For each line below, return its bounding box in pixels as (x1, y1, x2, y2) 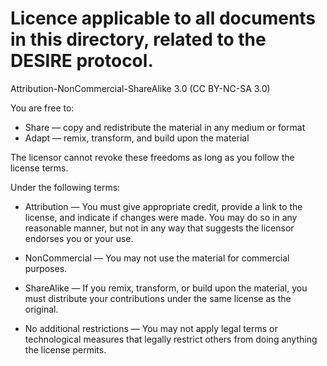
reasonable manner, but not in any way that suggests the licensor (24, 222, 295, 234)
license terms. (10, 162, 69, 174)
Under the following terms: (10, 181, 121, 193)
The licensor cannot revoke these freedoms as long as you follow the (10, 151, 295, 163)
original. (24, 303, 59, 315)
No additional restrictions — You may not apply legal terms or (24, 322, 278, 334)
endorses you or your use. (24, 232, 134, 244)
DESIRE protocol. (10, 50, 154, 72)
